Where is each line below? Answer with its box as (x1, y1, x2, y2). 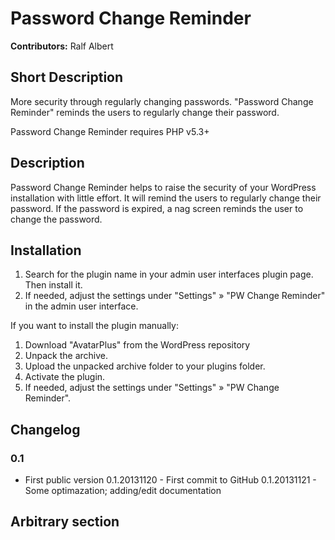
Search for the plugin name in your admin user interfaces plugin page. (24, 268, 314, 281)
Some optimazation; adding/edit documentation (24, 485, 222, 497)
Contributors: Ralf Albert (10, 40, 114, 52)
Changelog (10, 421, 81, 438)
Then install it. (24, 279, 83, 291)
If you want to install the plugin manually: (10, 320, 179, 332)
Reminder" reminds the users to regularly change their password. (10, 106, 280, 118)
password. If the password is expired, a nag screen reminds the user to (10, 202, 304, 214)
